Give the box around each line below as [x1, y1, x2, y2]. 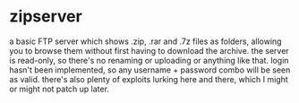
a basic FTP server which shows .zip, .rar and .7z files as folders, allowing [9, 36, 282, 47]
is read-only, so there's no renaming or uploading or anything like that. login [9, 55, 289, 65]
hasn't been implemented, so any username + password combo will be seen [9, 64, 291, 75]
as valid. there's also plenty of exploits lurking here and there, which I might [9, 73, 288, 84]
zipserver [9, 6, 82, 27]
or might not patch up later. [9, 83, 110, 94]
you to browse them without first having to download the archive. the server [9, 45, 289, 56]
